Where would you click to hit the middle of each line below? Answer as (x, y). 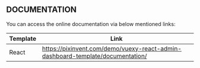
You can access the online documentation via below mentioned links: (91, 24)
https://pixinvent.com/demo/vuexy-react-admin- (112, 48)
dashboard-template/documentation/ (94, 56)
